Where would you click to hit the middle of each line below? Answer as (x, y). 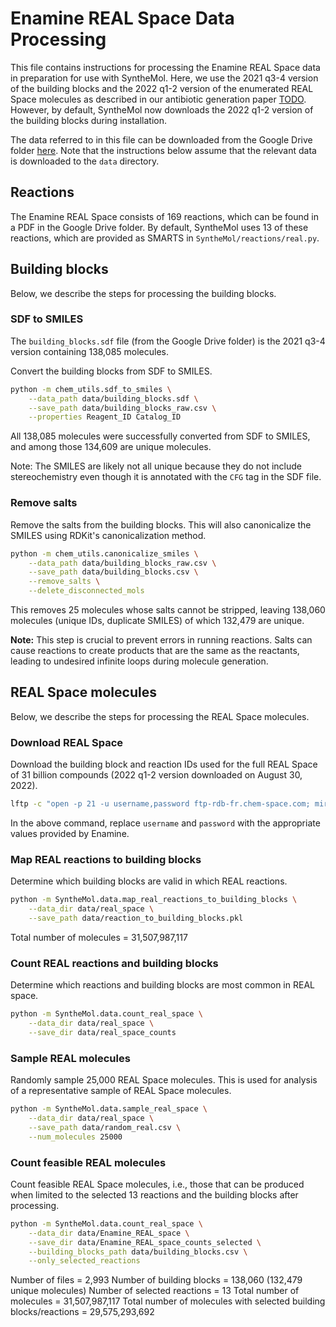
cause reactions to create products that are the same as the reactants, (155, 651)
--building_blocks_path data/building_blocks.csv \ (138, 1252)
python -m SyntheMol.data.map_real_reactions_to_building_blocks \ (154, 900)
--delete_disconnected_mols (86, 591)
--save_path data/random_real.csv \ (105, 1127)
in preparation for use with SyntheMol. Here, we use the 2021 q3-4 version (164, 78)
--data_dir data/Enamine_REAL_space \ (109, 1233)
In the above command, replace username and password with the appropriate (165, 823)
